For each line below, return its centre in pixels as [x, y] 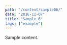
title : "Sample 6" [24, 19]
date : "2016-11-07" [25, 14]
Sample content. [22, 38]
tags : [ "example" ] [24, 23]
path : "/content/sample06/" [34, 10]
